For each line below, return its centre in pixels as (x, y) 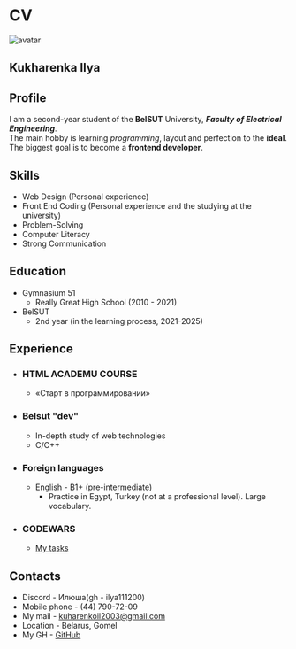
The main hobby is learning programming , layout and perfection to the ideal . (148, 138)
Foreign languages (63, 467)
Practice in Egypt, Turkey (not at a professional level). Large (157, 497)
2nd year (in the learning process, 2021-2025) (119, 321)
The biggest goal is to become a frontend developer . (106, 148)
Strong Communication (64, 243)
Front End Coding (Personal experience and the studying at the (137, 205)
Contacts (35, 576)
